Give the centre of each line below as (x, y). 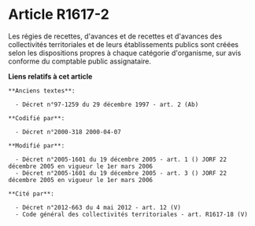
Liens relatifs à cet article (50, 76)
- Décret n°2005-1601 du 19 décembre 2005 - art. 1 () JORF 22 (121, 159)
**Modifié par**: (37, 146)
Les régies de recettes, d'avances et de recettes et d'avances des (115, 36)
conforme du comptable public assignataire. (80, 61)
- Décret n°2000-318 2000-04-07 (68, 132)
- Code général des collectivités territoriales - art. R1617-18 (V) (131, 214)
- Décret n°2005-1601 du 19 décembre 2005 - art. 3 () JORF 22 (121, 173)
